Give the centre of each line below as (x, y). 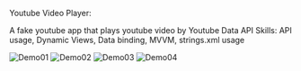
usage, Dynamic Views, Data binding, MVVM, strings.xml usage (127, 40)
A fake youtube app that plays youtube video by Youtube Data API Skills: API (150, 30)
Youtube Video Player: (50, 13)
